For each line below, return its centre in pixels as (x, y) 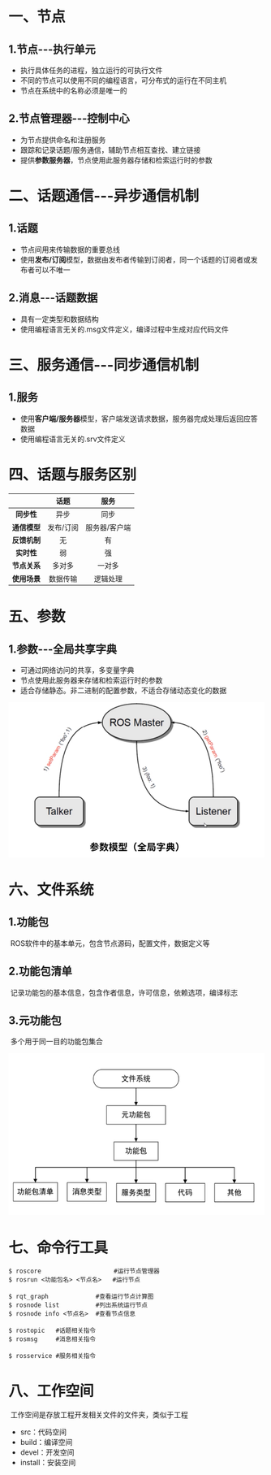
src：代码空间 (43, 1432)
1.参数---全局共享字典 (63, 649)
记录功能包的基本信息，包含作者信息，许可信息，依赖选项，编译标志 (124, 992)
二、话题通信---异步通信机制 (104, 196)
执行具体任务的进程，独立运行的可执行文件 (91, 70)
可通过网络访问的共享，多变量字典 (77, 670)
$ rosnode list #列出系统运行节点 (78, 1305)
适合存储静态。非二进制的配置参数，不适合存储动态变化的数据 (123, 691)
